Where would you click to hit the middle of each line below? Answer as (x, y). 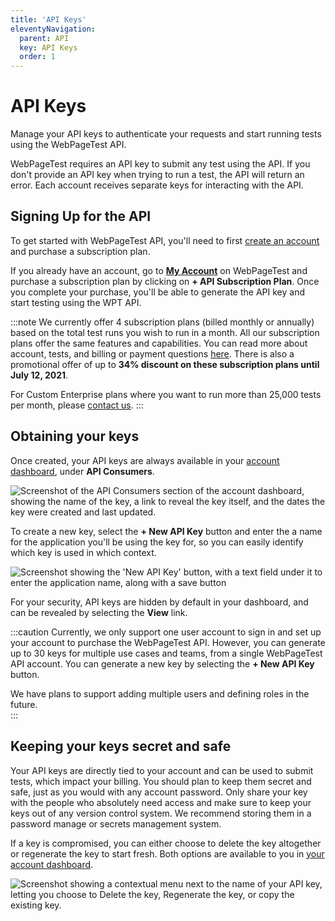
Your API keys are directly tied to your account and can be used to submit (162, 770)
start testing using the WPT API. (76, 302)
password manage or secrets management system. (116, 823)
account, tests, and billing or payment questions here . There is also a (152, 353)
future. (24, 704)
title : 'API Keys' (48, 19)
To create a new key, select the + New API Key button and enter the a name (166, 531)
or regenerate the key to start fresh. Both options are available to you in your (167, 853)
